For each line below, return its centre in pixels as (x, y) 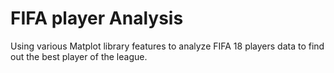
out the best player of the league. (79, 56)
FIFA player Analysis (97, 18)
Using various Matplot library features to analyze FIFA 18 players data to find (167, 46)
